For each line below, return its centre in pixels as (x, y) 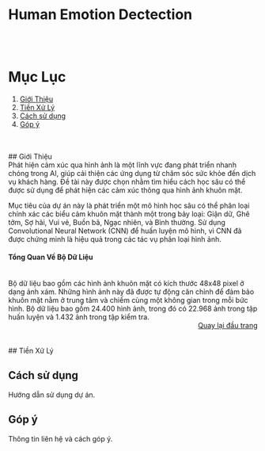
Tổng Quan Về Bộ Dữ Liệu (51, 257)
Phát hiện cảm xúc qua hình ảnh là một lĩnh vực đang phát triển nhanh (123, 165)
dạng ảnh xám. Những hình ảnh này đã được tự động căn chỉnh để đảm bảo (131, 292)
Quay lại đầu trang (227, 326)
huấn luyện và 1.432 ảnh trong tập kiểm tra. (79, 317)
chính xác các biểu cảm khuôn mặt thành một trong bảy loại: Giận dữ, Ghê (129, 214)
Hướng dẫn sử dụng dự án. (52, 395)
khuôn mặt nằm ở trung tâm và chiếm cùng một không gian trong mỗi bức (128, 300)
